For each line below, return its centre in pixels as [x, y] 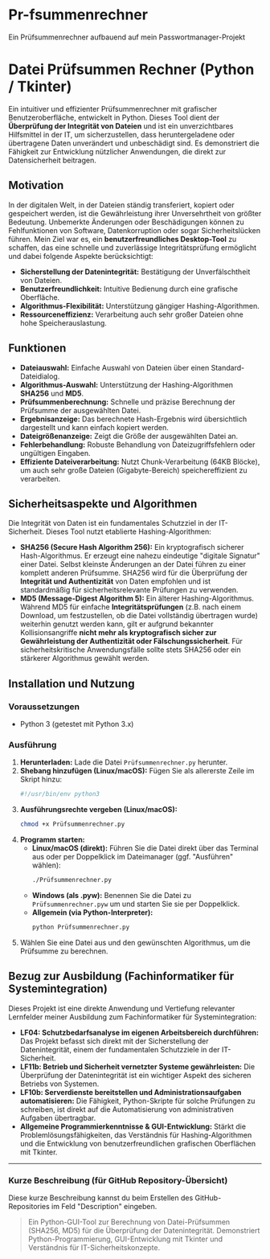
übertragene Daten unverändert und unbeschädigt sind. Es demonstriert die [134, 143]
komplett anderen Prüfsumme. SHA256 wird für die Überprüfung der [133, 573]
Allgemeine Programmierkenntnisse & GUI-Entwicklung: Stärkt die [133, 1126]
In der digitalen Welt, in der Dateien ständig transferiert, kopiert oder [121, 205]
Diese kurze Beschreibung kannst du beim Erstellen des [101, 1197]
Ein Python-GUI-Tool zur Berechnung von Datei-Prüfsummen [129, 1222]
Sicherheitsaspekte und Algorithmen [103, 504]
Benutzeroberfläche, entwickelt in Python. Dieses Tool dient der [114, 117]
